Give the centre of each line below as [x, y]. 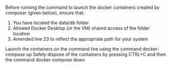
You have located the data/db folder [51, 23]
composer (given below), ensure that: [45, 13]
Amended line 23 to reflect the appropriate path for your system [80, 39]
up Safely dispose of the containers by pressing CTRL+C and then [96, 54]
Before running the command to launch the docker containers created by [82, 7]
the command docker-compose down [45, 60]
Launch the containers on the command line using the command [73, 49]
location [21, 33]
